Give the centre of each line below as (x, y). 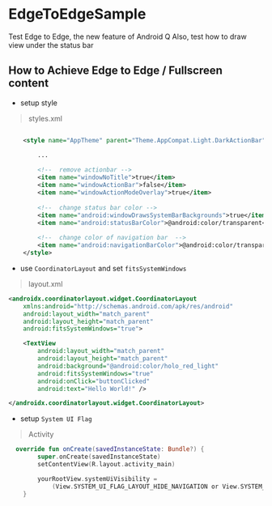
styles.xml (45, 118)
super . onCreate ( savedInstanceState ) (99, 457)
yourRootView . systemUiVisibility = (98, 478)
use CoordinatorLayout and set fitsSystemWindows (103, 268)
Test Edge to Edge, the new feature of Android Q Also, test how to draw (127, 36)
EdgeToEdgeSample (77, 14)
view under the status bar (51, 45)
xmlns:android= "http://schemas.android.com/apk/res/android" (128, 306)
